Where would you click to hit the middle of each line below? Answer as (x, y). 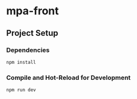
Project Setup (32, 33)
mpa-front (32, 11)
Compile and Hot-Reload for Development (68, 78)
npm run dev (21, 90)
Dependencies (28, 50)
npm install (21, 62)
